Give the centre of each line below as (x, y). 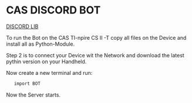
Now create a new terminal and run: (49, 73)
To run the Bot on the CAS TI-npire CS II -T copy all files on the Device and (96, 37)
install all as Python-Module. (41, 44)
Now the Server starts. (33, 95)
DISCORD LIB (22, 26)
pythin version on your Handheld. (46, 61)
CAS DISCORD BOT (53, 10)
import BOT (27, 83)
